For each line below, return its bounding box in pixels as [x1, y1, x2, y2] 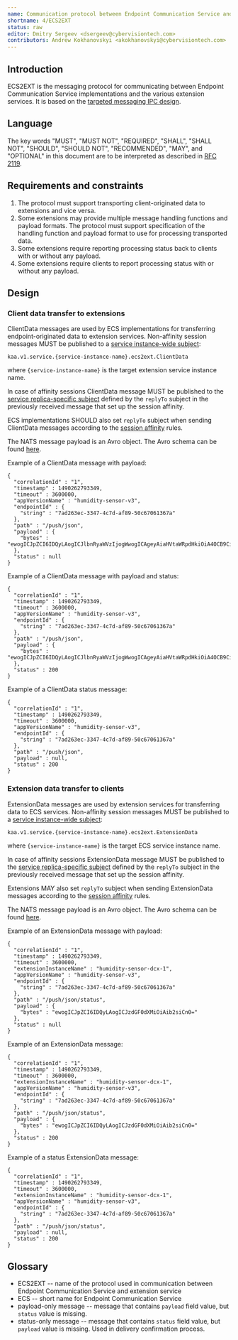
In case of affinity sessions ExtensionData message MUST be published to [7, 855, 225, 863]
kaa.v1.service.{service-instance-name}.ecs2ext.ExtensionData [7, 828, 198, 836]
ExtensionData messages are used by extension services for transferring [7, 800, 220, 809]
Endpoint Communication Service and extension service [17, 1287, 182, 1295]
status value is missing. [17, 1309, 87, 1318]
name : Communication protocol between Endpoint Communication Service [7, 10, 220, 18]
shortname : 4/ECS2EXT [7, 17, 72, 24]
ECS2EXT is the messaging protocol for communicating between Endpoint [7, 82, 225, 90]
